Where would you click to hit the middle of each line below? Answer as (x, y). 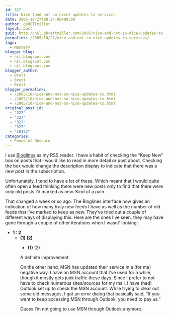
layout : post (19, 29)
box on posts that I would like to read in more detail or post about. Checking (84, 161)
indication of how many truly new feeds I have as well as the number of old (83, 207)
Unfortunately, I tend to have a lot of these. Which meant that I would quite (82, 181)
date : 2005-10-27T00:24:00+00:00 (40, 19)
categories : (18, 136)
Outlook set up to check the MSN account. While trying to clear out (90, 289)
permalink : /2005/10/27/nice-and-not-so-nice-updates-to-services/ (77, 38)
